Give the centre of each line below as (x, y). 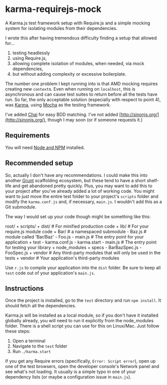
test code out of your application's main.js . (50, 273)
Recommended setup (39, 163)
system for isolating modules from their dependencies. (61, 28)
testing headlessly (31, 53)
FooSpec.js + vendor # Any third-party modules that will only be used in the (83, 253)
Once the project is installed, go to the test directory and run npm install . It (83, 300)
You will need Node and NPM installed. (45, 147)
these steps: (18, 331)
